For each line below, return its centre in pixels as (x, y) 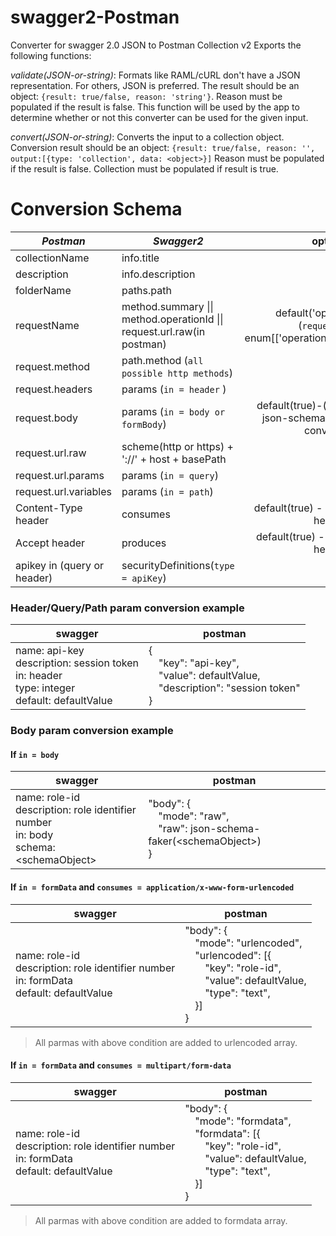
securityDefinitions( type (178, 565)
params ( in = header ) (174, 389)
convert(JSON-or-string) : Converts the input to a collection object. (147, 137)
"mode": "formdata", (243, 1121)
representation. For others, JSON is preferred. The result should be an (155, 85)
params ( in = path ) (167, 491)
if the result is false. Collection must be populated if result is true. (144, 168)
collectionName (52, 258)
